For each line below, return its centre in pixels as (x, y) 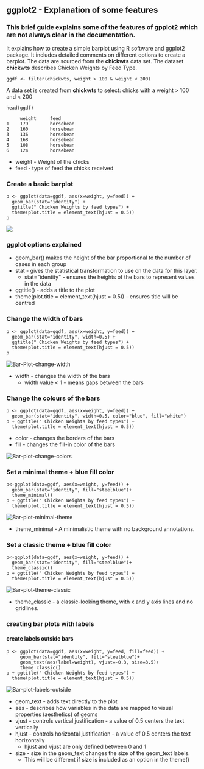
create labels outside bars (40, 638)
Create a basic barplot (40, 184)
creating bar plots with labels (50, 624)
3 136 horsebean (40, 134)
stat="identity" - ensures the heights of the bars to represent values (109, 277)
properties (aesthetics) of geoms (56, 714)
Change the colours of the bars (53, 398)
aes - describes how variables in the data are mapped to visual (94, 708)
